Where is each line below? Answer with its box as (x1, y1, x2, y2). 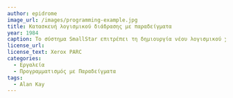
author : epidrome (7, 10, 58, 17)
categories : (7, 55, 42, 62)
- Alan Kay (13, 81, 45, 88)
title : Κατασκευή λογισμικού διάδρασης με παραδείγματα (7, 23, 172, 30)
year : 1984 (7, 29, 39, 37)
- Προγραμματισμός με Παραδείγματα (13, 68, 116, 75)
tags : (7, 74, 23, 81)
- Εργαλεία (13, 61, 45, 68)
